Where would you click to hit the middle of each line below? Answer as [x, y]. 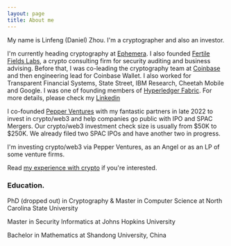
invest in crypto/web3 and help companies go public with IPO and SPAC [110, 118]
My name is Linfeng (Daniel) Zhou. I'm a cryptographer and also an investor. [116, 40]
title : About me [31, 20]
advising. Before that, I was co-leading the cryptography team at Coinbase [114, 68]
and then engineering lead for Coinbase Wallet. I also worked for [99, 75]
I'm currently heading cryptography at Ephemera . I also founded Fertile [109, 54]
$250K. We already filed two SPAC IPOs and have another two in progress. [114, 133]
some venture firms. [36, 154]
